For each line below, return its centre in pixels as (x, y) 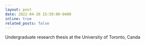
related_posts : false (27, 23)
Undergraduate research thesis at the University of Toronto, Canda (73, 37)
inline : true (18, 19)
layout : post (18, 10)
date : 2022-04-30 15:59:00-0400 (38, 14)
